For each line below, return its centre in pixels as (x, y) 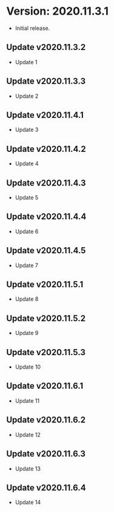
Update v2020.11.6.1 (45, 386)
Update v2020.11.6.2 (46, 420)
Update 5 (27, 197)
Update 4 (27, 164)
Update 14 (28, 502)
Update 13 (28, 469)
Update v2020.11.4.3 (46, 183)
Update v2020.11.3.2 (46, 47)
